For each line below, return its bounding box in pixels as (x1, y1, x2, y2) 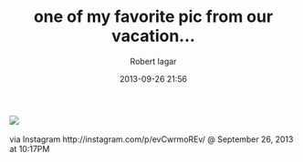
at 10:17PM (9, 143, 50, 154)
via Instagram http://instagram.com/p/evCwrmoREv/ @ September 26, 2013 (9, 134, 294, 145)
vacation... (110, 25, 196, 46)
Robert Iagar (130, 56, 177, 66)
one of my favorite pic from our (33, 6, 274, 27)
